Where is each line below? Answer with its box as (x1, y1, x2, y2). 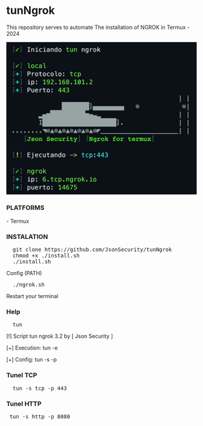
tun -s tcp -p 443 (12, 384, 68, 392)
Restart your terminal (6, 293, 59, 300)
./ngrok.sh (12, 281, 45, 288)
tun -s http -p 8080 (9, 413, 71, 420)
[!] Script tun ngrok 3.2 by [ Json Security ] (6, 332, 113, 340)
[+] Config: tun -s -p (6, 356, 57, 363)
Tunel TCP (6, 371, 37, 380)
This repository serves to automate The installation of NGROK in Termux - (6, 24, 190, 31)
